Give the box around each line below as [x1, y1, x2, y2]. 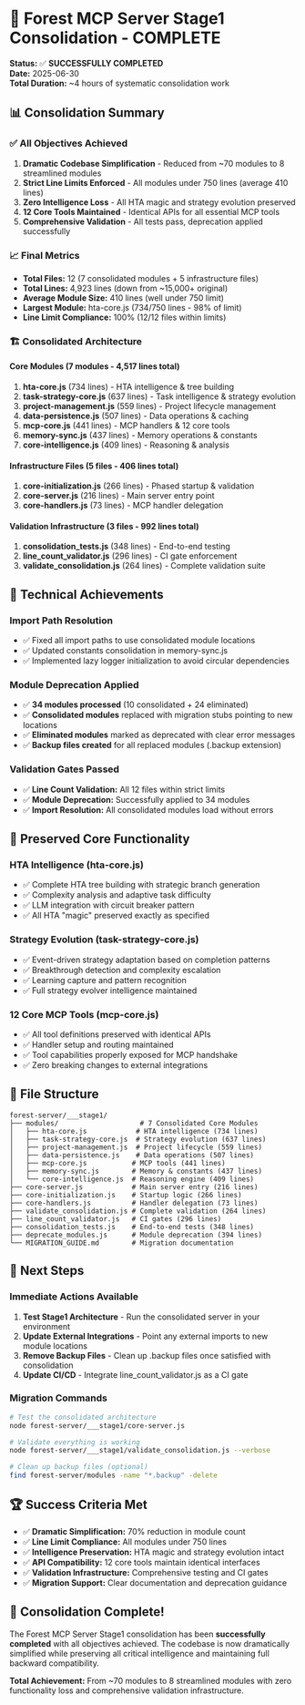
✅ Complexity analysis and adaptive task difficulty [22, 889, 211, 900]
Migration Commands [9, 1392, 107, 1404]
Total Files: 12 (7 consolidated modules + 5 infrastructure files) [22, 272, 259, 283]
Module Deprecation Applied [9, 679, 139, 692]
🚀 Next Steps [9, 1263, 85, 1279]
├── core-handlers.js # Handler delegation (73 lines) [9, 1198, 259, 1207]
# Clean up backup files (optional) [9, 1463, 148, 1472]
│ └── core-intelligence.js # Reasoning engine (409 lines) [9, 1175, 255, 1184]
